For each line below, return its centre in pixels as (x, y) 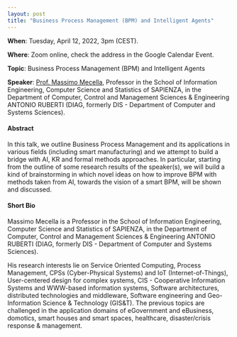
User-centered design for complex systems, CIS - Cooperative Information (116, 280)
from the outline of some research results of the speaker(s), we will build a (116, 167)
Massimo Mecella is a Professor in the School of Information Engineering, (115, 221)
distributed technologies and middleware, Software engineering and (107, 295)
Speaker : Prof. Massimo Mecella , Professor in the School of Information (112, 82)
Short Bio (21, 206)
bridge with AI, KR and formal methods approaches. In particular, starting (114, 159)
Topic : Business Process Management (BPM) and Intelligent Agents (106, 68)
